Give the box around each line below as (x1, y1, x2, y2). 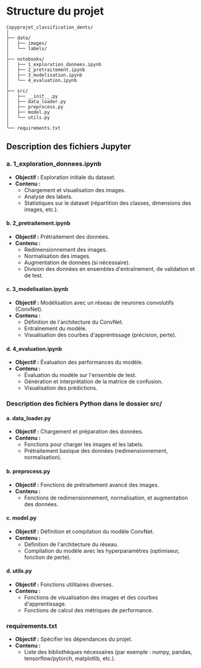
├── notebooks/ (6, 56, 45, 62)
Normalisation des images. (24, 252, 91, 259)
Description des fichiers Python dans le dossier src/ (6, 399, 162, 408)
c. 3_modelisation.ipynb (6, 286, 68, 293)
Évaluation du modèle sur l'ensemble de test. (24, 372, 137, 379)
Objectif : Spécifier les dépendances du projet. (15, 635, 133, 643)
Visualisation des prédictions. (24, 384, 98, 392)
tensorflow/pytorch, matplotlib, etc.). (24, 655, 116, 662)
